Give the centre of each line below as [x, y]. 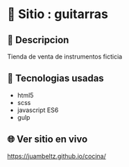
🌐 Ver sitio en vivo [48, 140]
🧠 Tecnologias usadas [55, 78]
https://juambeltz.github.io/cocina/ [57, 156]
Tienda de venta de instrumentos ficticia [65, 56]
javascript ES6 [38, 110]
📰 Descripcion [38, 40]
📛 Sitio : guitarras [58, 14]
